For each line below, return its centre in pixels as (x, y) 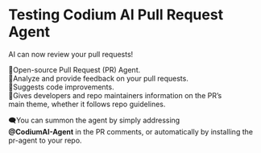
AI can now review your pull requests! (71, 54)
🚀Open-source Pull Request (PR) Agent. (75, 69)
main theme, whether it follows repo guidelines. (87, 104)
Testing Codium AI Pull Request (116, 15)
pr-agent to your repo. (45, 140)
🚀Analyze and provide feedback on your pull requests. (99, 78)
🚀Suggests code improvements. (61, 87)
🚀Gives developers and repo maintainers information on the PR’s (115, 95)
